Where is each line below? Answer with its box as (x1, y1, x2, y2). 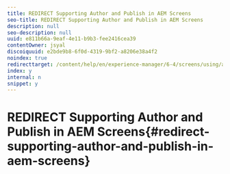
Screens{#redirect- (97, 124, 210, 140)
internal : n (7, 73, 41, 81)
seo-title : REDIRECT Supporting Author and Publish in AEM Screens (7, 16, 204, 23)
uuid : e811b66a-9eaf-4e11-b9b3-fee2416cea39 (7, 36, 136, 42)
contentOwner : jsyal (7, 42, 66, 49)
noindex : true (7, 55, 48, 62)
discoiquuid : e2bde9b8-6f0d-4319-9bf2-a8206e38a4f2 (7, 49, 157, 55)
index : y (7, 67, 32, 74)
